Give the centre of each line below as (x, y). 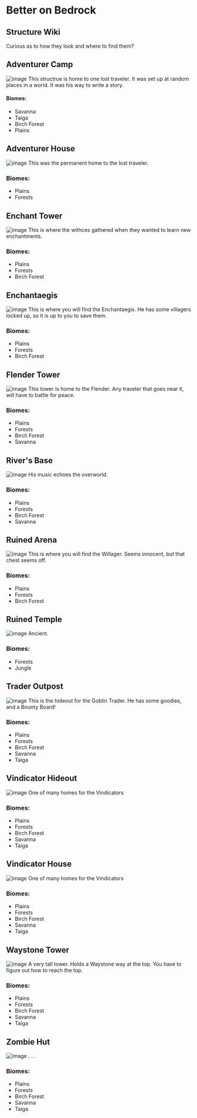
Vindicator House (39, 864)
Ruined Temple (34, 619)
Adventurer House (41, 149)
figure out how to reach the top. (45, 970)
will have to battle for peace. (41, 395)
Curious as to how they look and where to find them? (70, 46)
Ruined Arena (31, 540)
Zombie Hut (28, 1042)
